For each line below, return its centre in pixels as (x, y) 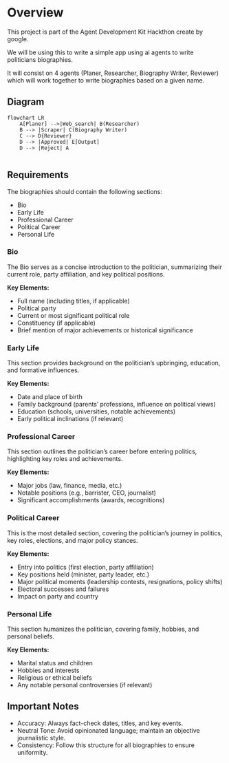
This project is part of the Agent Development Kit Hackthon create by (105, 32)
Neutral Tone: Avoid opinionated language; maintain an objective (109, 730)
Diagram (26, 102)
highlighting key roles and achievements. (65, 459)
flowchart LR (26, 118)
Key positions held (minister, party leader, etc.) (83, 574)
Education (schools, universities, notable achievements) (96, 411)
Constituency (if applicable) (56, 323)
